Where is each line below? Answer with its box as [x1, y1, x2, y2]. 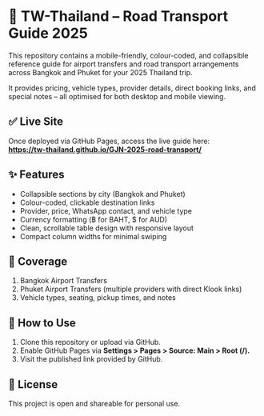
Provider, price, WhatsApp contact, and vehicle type [19, 206, 193, 215]
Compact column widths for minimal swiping [19, 231, 167, 241]
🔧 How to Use [8, 316, 76, 330]
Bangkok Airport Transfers [19, 276, 108, 286]
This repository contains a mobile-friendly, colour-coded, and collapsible [8, 50, 249, 60]
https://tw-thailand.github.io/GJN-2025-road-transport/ [8, 144, 202, 154]
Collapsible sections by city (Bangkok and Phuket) [19, 189, 186, 198]
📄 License [8, 378, 58, 391]
